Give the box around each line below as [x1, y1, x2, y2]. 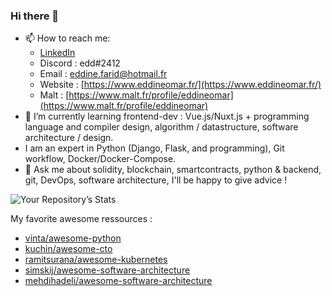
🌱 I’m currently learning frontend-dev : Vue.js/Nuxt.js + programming [24, 110, 310, 123]
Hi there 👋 [10, 9, 60, 23]
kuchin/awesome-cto [24, 243, 113, 255]
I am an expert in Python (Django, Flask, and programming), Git [24, 142, 285, 154]
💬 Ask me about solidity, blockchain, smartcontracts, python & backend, [24, 164, 322, 176]
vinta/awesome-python [24, 232, 122, 244]
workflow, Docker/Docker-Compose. [24, 153, 177, 165]
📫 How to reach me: [24, 32, 111, 44]
